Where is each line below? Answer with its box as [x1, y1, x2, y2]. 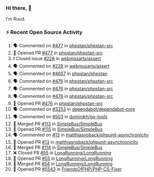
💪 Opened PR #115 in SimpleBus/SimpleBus [13, 126, 103, 132]
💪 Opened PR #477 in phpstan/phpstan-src [13, 50, 103, 56]
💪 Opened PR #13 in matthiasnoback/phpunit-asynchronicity [13, 139, 139, 145]
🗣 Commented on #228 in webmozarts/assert [13, 63, 110, 69]
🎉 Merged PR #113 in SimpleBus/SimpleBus [13, 121, 103, 127]
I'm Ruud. [6, 16, 26, 22]
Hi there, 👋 [6, 5, 32, 12]
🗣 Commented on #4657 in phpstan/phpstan [13, 70, 108, 76]
